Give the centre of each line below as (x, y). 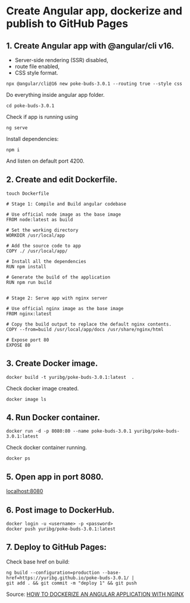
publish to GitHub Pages (67, 24)
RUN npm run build (29, 282)
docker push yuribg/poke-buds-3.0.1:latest (61, 529)
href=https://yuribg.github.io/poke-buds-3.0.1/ (68, 578)
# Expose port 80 (28, 340)
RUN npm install (26, 267)
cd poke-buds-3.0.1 (30, 106)
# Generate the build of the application (58, 277)
